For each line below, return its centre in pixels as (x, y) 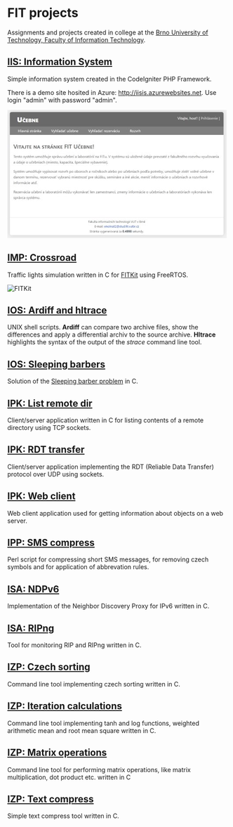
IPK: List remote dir (50, 403)
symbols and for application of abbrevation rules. (78, 567)
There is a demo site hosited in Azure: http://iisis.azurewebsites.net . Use (112, 92)
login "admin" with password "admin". (62, 100)
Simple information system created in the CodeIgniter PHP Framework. (109, 79)
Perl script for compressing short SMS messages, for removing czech (108, 559)
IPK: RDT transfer (46, 450)
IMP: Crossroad (42, 258)
